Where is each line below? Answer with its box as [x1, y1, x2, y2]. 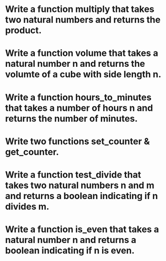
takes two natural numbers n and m [5, 180, 155, 191]
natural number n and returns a [5, 235, 137, 246]
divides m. [5, 201, 50, 212]
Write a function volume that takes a [5, 47, 159, 59]
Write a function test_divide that [5, 169, 141, 180]
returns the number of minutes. [5, 113, 138, 124]
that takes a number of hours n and [5, 102, 153, 113]
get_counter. [5, 146, 59, 158]
